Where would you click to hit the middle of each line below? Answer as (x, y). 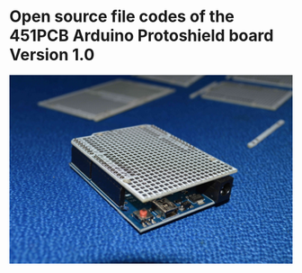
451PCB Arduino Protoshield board (142, 36)
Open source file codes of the (122, 17)
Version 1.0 (52, 55)
